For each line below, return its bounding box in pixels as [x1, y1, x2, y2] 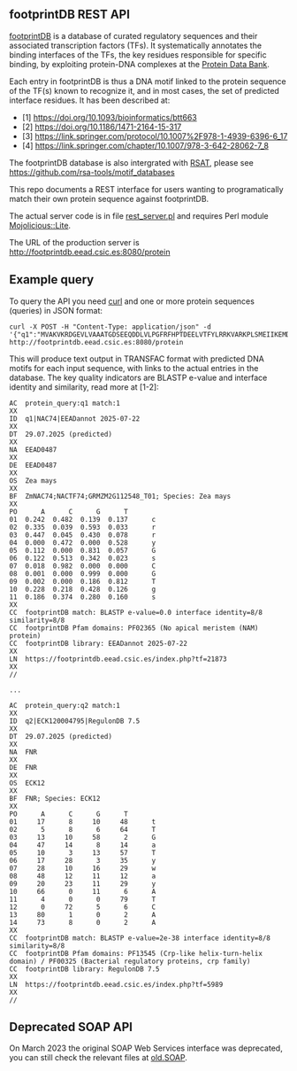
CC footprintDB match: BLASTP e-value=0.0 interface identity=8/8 [9, 608, 263, 617]
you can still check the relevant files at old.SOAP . [9, 1052, 188, 1063]
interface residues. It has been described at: [9, 95, 171, 105]
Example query [9, 272, 95, 287]
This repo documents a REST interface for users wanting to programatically [9, 183, 285, 194]
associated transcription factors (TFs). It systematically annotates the [9, 40, 263, 50]
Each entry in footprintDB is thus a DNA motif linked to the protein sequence [9, 75, 286, 87]
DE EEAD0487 [9, 461, 57, 470]
